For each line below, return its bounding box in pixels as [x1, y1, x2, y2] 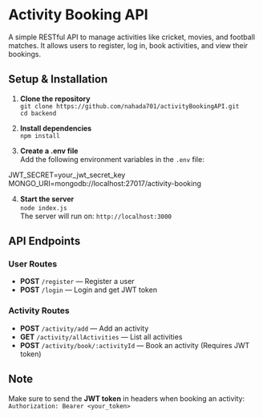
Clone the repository [19, 94, 91, 103]
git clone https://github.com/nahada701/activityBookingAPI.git [19, 102, 240, 110]
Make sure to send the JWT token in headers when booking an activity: [8, 393, 245, 403]
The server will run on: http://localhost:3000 [19, 211, 172, 221]
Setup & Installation [8, 72, 108, 86]
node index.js [19, 204, 67, 212]
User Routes [8, 258, 58, 270]
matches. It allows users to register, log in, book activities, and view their [8, 40, 249, 50]
